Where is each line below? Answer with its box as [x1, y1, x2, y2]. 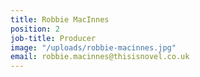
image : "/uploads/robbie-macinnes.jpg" [10, 42, 177, 53]
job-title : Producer [10, 33, 97, 43]
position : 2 [10, 24, 60, 34]
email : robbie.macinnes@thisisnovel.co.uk [10, 52, 190, 62]
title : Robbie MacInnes [10, 14, 110, 25]
